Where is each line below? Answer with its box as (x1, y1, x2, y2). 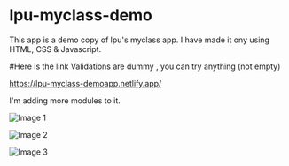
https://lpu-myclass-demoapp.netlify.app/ (9, 78, 162, 88)
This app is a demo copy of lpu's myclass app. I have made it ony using (9, 34, 270, 45)
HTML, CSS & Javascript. (9, 43, 102, 54)
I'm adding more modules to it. (9, 94, 121, 106)
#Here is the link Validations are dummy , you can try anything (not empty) (9, 61, 281, 72)
